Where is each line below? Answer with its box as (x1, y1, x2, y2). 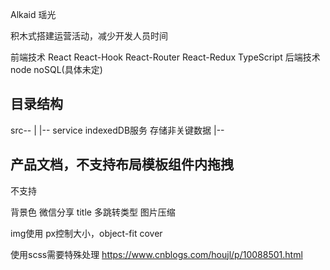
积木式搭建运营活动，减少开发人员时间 (10, 30, 168, 42)
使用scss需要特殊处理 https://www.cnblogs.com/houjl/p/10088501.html (10, 248, 303, 260)
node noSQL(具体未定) (10, 64, 103, 75)
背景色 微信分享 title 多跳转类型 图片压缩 (10, 206, 176, 218)
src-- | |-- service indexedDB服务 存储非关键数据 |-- (10, 124, 225, 136)
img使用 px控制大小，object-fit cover (10, 227, 163, 239)
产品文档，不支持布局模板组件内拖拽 (10, 156, 234, 173)
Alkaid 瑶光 (10, 9, 57, 20)
